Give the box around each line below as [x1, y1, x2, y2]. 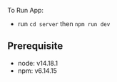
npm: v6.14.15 [17, 66, 57, 75]
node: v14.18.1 [17, 59, 58, 67]
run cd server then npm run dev [17, 20, 111, 28]
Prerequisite [7, 40, 63, 52]
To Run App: [7, 6, 44, 14]
